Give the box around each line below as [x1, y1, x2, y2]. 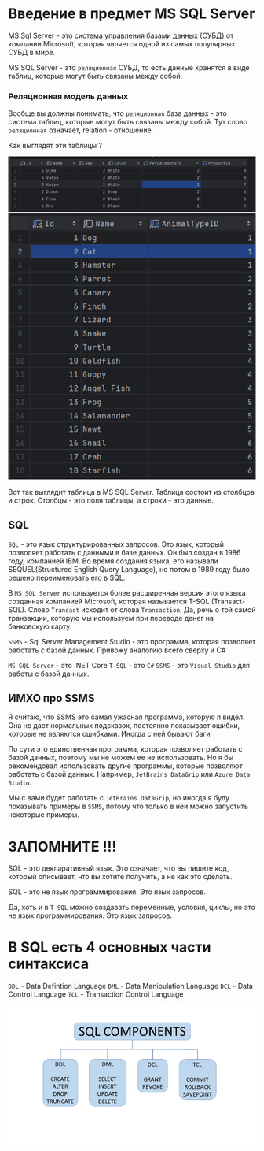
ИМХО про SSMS [8, 691, 95, 705]
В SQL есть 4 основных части [8, 938, 211, 956]
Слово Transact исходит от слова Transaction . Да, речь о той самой [27, 604, 256, 614]
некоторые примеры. [8, 810, 80, 819]
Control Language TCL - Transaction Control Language [8, 989, 184, 999]
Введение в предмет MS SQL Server [8, 5, 255, 23]
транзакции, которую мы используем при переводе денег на [8, 613, 214, 622]
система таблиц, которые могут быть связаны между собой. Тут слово [8, 117, 248, 127]
